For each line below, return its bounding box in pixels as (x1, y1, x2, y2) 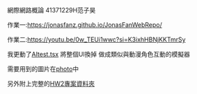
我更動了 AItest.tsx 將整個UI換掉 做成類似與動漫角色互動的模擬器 (7, 50, 190, 58)
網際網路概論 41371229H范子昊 (7, 6, 96, 14)
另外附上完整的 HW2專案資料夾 (7, 79, 95, 88)
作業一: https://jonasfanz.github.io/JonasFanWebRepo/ (7, 21, 162, 29)
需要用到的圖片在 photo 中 (7, 65, 79, 73)
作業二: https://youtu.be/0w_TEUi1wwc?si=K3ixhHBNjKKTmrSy (7, 35, 186, 44)
